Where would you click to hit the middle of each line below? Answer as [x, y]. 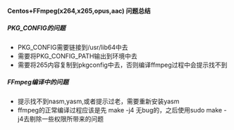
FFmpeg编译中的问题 [38, 82]
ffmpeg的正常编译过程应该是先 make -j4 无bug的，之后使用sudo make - [122, 110]
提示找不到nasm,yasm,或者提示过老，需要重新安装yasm [98, 101]
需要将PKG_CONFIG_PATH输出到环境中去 [77, 56]
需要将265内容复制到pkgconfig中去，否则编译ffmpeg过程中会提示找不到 [122, 65]
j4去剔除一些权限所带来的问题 [61, 119]
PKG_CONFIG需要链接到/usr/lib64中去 [73, 47]
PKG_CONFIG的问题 [36, 28]
